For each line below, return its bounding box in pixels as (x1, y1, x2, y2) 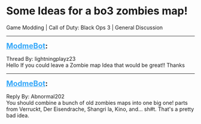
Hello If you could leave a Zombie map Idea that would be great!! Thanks (6, 61, 185, 69)
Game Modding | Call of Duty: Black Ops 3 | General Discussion (6, 24, 163, 31)
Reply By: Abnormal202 (6, 92, 65, 100)
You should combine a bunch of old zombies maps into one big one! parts (6, 99, 188, 106)
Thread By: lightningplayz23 (6, 55, 76, 62)
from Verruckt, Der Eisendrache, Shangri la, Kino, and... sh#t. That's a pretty (6, 106, 194, 113)
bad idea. (6, 111, 30, 119)
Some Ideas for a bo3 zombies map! (6, 4, 188, 18)
